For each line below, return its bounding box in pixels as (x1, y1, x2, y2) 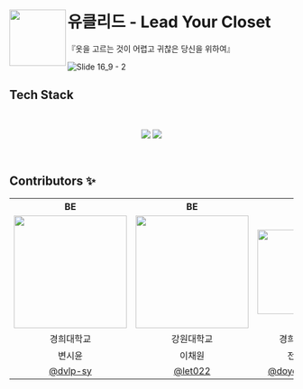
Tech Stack (9, 87, 74, 103)
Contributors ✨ (9, 174, 96, 189)
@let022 (173, 365, 211, 377)
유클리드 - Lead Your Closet (67, 12, 271, 32)
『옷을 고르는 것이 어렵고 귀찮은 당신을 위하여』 (67, 43, 235, 54)
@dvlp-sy (49, 365, 92, 377)
